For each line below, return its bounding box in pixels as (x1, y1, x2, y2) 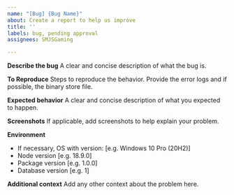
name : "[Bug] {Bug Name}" (7, 10, 82, 17)
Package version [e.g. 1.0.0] (17, 159, 98, 168)
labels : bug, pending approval (7, 29, 98, 37)
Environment (7, 131, 45, 139)
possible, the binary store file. (7, 82, 93, 91)
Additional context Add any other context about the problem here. (7, 180, 199, 189)
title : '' (7, 23, 36, 30)
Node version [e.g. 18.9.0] (17, 152, 92, 160)
